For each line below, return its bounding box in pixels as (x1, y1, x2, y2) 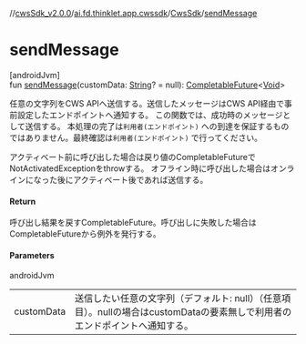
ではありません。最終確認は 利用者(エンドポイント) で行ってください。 (9, 132, 262, 143)
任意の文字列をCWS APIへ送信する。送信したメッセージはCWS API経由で (9, 97, 285, 108)
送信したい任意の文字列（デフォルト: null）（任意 (74, 292, 282, 305)
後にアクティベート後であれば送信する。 (56, 174, 209, 185)
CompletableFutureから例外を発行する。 (9, 228, 161, 239)
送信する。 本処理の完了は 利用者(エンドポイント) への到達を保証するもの (25, 120, 290, 131)
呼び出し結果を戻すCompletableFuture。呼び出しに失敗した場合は (9, 218, 257, 228)
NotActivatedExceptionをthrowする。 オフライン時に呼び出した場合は (9, 163, 271, 174)
